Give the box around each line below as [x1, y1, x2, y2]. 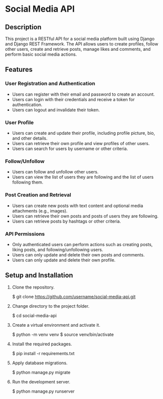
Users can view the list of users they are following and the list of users [12, 174, 154, 180]
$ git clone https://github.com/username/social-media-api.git [12, 294, 136, 299]
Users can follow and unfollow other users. [12, 169, 99, 175]
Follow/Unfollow [5, 158, 45, 165]
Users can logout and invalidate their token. [12, 106, 100, 113]
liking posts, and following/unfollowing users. [12, 247, 103, 252]
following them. [12, 179, 43, 185]
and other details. [12, 135, 48, 141]
